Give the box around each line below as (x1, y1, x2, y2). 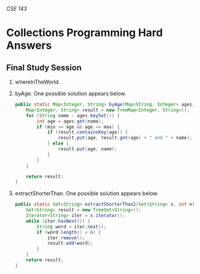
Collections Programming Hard (6, 26, 163, 39)
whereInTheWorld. (14, 78, 60, 86)
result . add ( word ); (47, 240, 93, 246)
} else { (47, 141, 69, 147)
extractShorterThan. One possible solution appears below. (14, 190, 159, 197)
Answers (6, 39, 52, 53)
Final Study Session (6, 62, 82, 72)
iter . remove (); (47, 235, 85, 241)
